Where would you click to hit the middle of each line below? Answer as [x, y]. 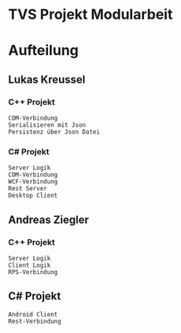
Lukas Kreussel [47, 79]
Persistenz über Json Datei [54, 132]
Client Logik [30, 265]
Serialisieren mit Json [47, 125]
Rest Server [28, 189]
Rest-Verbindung [35, 321]
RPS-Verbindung [33, 272]
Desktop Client [33, 196]
